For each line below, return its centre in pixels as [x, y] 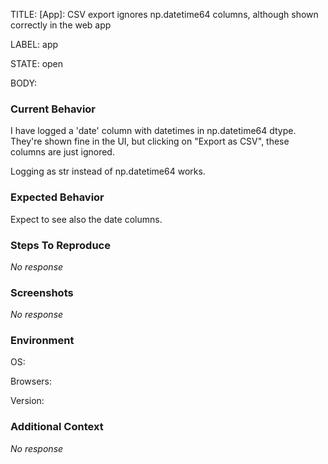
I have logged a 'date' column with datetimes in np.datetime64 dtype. [153, 131]
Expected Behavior [57, 197]
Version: [27, 401]
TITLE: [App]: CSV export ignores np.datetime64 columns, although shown [164, 14]
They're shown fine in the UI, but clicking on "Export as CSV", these [150, 141]
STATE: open [37, 63]
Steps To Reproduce [60, 245]
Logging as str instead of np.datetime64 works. [108, 171]
